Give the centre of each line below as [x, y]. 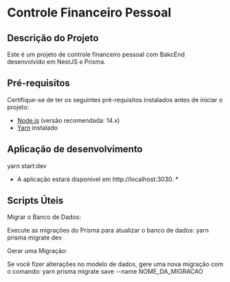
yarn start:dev [27, 165]
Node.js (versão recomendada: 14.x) [68, 120]
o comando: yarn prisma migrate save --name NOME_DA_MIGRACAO [105, 272]
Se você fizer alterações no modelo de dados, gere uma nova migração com [115, 264]
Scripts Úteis [35, 201]
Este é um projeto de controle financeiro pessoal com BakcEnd [96, 54]
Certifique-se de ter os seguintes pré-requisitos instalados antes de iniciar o [115, 99]
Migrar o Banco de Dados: [44, 217]
